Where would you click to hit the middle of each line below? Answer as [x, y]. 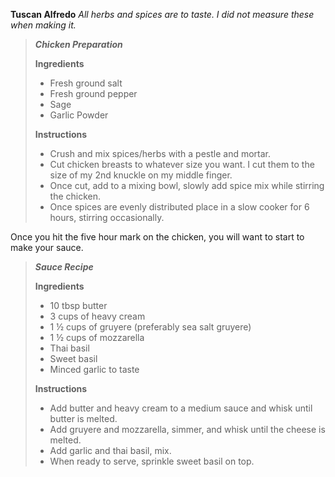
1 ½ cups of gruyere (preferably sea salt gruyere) [150, 327]
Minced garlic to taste [94, 369]
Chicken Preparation [78, 44]
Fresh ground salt [86, 83]
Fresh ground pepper [93, 93]
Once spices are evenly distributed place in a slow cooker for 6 [179, 207]
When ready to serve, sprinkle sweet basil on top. [152, 461]
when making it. [43, 25]
